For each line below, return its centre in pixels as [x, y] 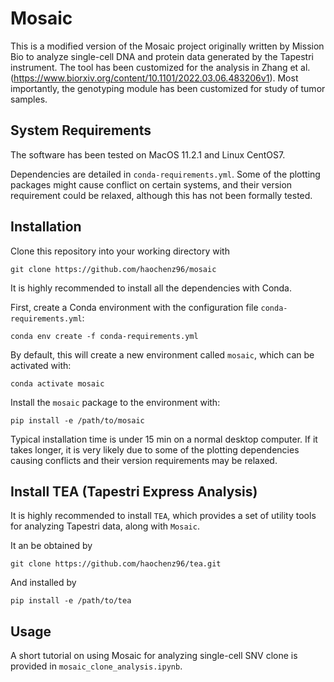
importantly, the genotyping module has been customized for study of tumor [168, 88]
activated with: [41, 365]
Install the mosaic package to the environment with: [115, 402]
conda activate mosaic [57, 383]
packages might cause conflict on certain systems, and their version [151, 184]
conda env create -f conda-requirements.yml [104, 336]
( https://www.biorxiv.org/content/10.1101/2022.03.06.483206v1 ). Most [154, 78]
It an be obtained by [51, 546]
